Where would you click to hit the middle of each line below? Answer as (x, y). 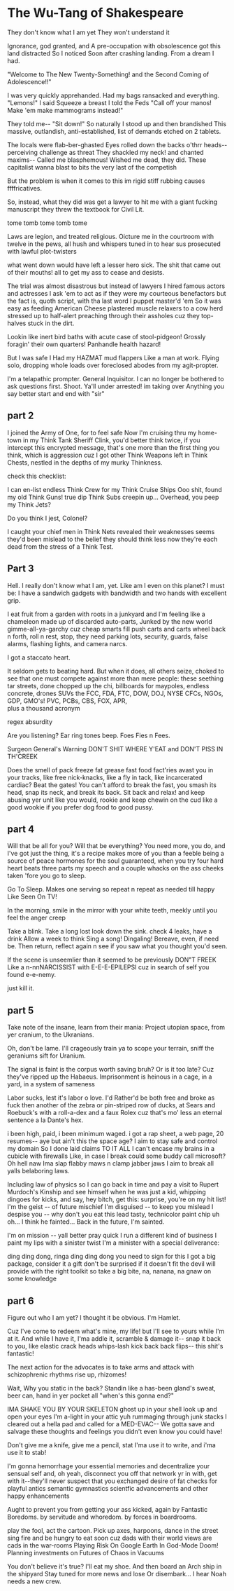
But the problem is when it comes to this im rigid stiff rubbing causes (106, 181)
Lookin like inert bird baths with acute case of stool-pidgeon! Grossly (107, 336)
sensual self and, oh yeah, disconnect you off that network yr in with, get (112, 1474)
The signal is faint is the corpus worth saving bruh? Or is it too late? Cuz (111, 1070)
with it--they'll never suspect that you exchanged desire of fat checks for (112, 1481)
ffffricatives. (25, 188)
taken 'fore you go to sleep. (47, 876)
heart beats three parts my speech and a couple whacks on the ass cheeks (115, 868)
